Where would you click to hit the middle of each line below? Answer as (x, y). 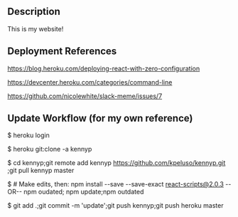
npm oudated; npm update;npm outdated (84, 192)
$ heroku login (28, 135)
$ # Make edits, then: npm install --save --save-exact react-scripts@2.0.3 (115, 184)
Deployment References (62, 52)
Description (34, 12)
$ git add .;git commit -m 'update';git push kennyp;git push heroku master (115, 206)
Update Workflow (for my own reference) (100, 118)
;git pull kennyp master (41, 171)
